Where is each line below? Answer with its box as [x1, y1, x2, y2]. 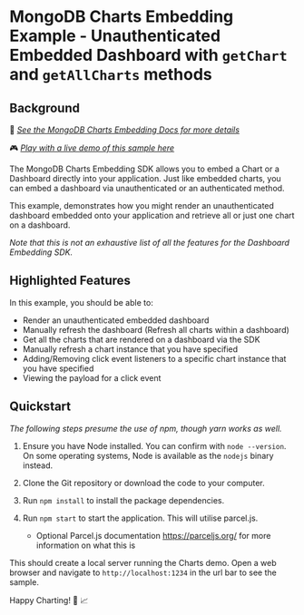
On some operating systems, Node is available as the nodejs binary [22, 450, 274, 461]
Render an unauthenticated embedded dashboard [22, 315, 210, 326]
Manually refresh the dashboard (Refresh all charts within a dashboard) [22, 324, 290, 335]
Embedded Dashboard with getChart [9, 45, 288, 65]
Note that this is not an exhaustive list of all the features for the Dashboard [9, 238, 290, 248]
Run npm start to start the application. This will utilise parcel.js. [22, 512, 259, 523]
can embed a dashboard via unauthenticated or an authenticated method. [9, 183, 285, 193]
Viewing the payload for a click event [22, 372, 162, 383]
